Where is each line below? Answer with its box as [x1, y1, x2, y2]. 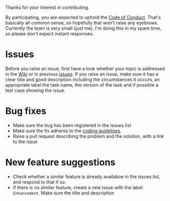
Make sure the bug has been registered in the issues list [12, 122, 131, 128]
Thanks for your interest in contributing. [5, 5, 90, 10]
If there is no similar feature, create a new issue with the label [12, 184, 143, 190]
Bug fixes [5, 105, 47, 117]
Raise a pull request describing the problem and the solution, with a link [12, 133, 164, 139]
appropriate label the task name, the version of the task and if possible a [5, 82, 159, 88]
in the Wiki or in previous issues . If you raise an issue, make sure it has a [5, 71, 159, 77]
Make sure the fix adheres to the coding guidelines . [12, 128, 122, 134]
